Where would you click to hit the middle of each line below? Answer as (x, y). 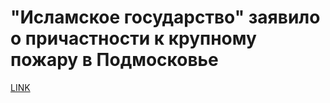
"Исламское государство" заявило (165, 17)
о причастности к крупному (133, 38)
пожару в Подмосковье (114, 60)
